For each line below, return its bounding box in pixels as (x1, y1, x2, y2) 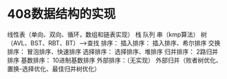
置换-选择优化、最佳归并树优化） (7, 65, 101, 73)
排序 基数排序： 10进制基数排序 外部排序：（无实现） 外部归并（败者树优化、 (7, 56, 222, 64)
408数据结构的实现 (7, 6, 116, 22)
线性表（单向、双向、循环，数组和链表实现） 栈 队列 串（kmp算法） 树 (7, 30, 208, 38)
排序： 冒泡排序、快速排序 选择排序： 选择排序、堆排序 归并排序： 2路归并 (7, 47, 219, 56)
